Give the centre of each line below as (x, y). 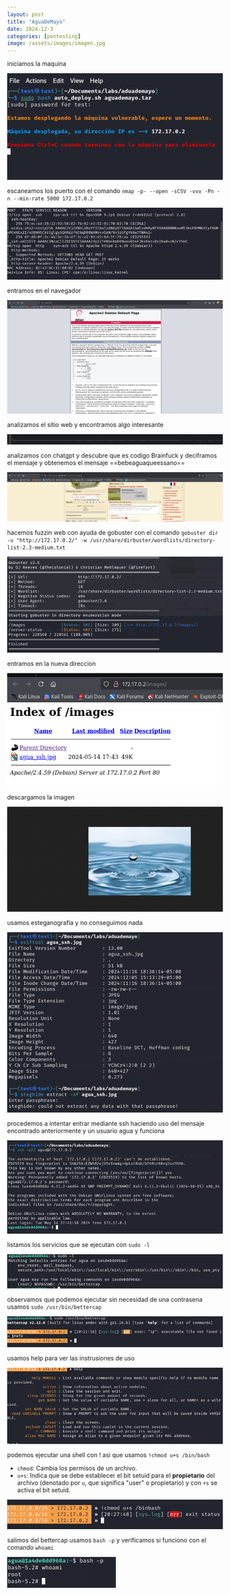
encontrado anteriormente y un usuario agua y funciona (86, 1131)
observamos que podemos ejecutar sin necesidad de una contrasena (105, 1299)
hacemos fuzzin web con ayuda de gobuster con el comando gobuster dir (113, 532)
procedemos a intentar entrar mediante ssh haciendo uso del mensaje (106, 1124)
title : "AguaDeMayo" (37, 22)
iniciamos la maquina (37, 64)
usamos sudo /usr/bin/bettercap (54, 1307)
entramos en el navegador (44, 290)
